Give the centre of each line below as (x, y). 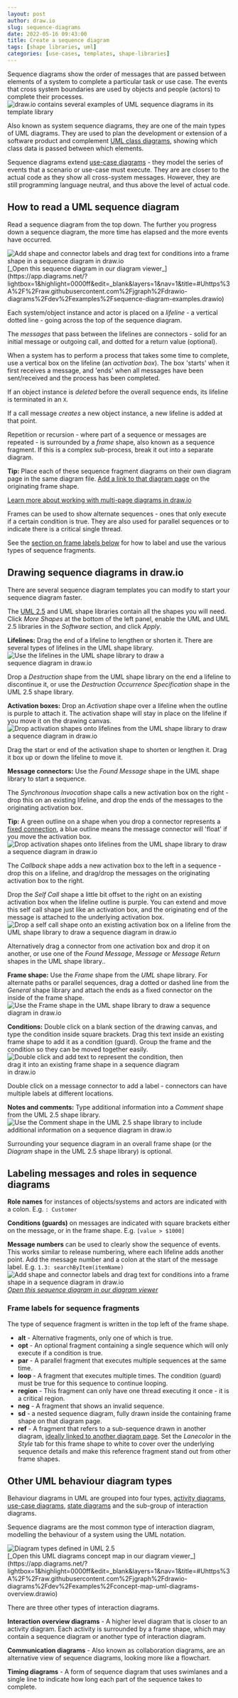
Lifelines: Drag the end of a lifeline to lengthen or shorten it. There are (110, 640)
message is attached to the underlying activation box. (86, 917)
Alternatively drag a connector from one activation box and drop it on (109, 946)
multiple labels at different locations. (60, 1093)
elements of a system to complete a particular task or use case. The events (118, 81)
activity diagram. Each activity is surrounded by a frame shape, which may (117, 1629)
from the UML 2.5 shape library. (54, 1115)
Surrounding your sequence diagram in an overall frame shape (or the (109, 1143)
